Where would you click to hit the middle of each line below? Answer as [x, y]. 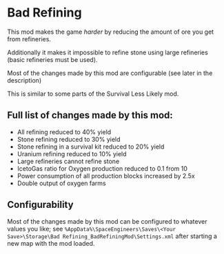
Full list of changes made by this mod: [90, 115]
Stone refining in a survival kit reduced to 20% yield [91, 147]
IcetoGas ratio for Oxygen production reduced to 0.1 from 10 [102, 168]
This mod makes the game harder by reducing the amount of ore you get [111, 32]
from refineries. [29, 39]
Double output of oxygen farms [62, 183]
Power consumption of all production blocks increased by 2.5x [106, 176]
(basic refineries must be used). [52, 59]
